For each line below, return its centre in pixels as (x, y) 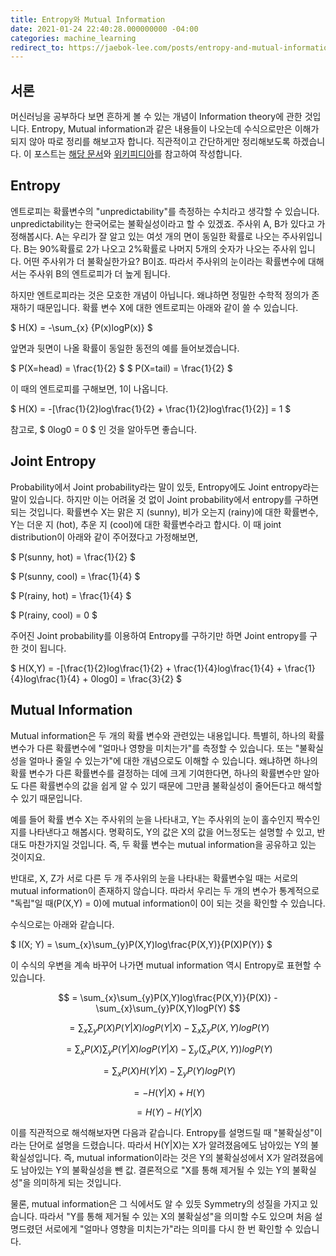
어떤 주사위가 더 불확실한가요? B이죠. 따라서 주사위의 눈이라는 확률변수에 (164, 261)
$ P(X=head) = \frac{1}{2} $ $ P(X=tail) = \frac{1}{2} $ (121, 368)
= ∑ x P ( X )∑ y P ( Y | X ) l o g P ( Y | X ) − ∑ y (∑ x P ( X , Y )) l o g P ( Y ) (169, 1050)
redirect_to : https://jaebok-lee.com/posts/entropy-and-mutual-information (171, 47)
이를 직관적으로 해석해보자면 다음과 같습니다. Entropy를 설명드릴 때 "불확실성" (162, 1132)
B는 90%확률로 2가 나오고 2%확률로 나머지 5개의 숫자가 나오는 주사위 (160, 248)
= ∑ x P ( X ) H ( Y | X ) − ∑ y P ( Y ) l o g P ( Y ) (170, 1072)
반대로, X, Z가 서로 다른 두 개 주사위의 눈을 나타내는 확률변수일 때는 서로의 (154, 878)
